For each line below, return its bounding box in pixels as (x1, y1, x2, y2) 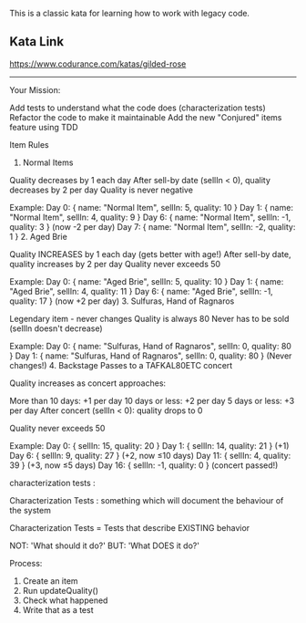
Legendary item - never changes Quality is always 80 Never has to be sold (9, 313, 290, 324)
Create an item (22, 575, 79, 587)
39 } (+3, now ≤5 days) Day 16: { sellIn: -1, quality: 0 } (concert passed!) (9, 460, 279, 471)
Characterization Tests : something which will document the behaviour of (9, 494, 284, 505)
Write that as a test (22, 604, 94, 615)
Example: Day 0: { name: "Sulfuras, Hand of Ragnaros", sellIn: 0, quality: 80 (9, 340, 291, 351)
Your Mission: (9, 84, 61, 95)
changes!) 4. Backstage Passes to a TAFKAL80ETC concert (9, 359, 233, 370)
